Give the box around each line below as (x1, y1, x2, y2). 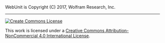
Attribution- (105, 28, 129, 33)
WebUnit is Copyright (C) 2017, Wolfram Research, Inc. (5, 4, 115, 10)
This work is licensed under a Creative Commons (5, 28, 105, 33)
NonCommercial (5, 33, 38, 39)
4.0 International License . (39, 33, 90, 39)
